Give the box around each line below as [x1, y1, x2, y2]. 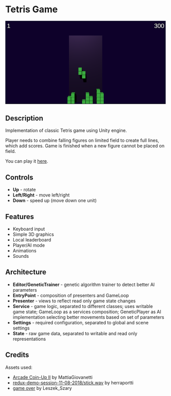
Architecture [5, 268, 47, 277]
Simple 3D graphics [12, 231, 54, 237]
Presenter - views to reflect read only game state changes [12, 298, 136, 304]
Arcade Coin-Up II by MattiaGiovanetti [12, 374, 93, 380]
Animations [12, 248, 37, 254]
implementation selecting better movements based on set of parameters [12, 314, 164, 320]
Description [5, 114, 43, 123]
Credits [5, 350, 30, 359]
